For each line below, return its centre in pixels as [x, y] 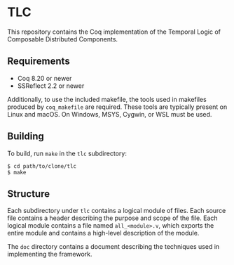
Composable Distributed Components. [62, 39]
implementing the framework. [50, 254]
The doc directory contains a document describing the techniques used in [113, 247]
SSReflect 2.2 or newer [51, 86]
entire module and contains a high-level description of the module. [103, 233]
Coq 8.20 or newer [44, 78]
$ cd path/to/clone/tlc [42, 166]
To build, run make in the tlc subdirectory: [67, 153]
